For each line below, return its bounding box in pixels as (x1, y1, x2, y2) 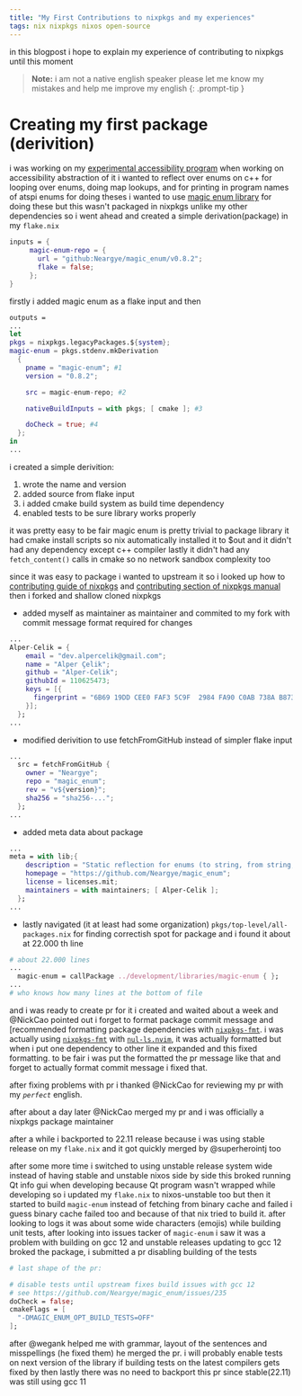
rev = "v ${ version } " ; (25, 786, 106, 795)
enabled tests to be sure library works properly (22, 507, 197, 518)
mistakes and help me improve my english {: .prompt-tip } (31, 83, 244, 93)
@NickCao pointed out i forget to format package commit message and (9, 1014, 274, 1025)
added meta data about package (22, 826, 144, 837)
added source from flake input (22, 488, 135, 499)
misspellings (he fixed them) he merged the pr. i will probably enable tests (9, 1347, 283, 1358)
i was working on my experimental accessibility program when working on (9, 163, 285, 173)
